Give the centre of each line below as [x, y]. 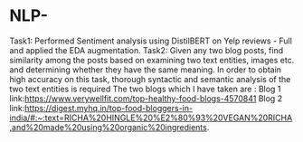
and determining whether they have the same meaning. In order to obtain [146, 70]
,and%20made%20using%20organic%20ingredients [109, 127]
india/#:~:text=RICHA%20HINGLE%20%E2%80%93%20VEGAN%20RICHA [151, 118]
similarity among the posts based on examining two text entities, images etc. [152, 60]
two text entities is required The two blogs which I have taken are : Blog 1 [145, 89]
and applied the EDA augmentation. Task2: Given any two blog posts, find [147, 50]
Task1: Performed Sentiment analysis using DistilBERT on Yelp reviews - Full [151, 41]
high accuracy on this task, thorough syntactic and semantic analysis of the [150, 79]
